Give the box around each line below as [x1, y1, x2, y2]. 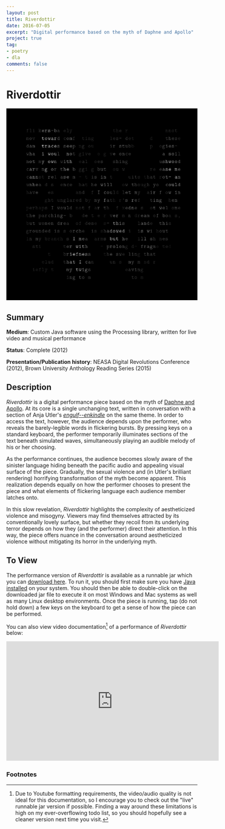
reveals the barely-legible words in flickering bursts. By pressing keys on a [6, 424, 193, 431]
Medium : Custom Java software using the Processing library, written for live [6, 328, 197, 336]
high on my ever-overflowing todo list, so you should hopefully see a [15, 809, 187, 816]
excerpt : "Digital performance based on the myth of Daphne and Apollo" [6, 29, 194, 35]
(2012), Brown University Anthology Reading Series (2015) [6, 364, 152, 372]
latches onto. [6, 494, 39, 501]
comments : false [6, 61, 47, 67]
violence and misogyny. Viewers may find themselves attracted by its [6, 512, 180, 519]
